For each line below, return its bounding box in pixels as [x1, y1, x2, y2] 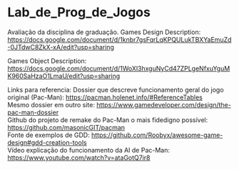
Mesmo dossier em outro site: [7, 100, 95, 109]
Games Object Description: [7, 56, 87, 65]
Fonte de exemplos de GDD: [7, 131, 91, 139]
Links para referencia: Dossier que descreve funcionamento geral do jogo [7, 85, 224, 94]
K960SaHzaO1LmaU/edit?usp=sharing [7, 72, 121, 80]
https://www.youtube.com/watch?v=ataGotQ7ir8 [7, 153, 151, 162]
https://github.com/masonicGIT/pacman [7, 123, 126, 131]
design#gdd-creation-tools [7, 138, 87, 146]
